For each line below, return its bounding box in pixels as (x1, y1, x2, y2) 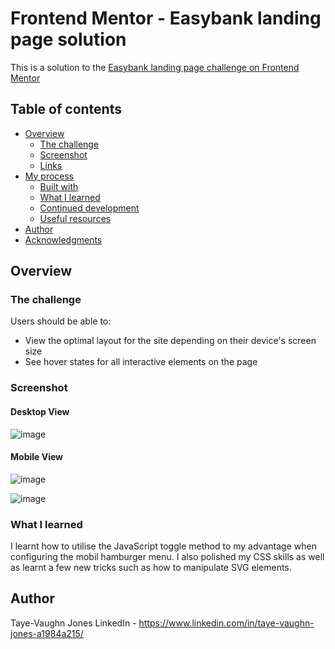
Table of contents (10, 101, 122, 118)
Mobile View (10, 451, 63, 463)
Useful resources (39, 212, 112, 224)
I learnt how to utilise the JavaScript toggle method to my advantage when (10, 540, 317, 552)
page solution (10, 28, 127, 51)
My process (24, 170, 75, 182)
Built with (39, 180, 79, 192)
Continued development (39, 202, 140, 214)
